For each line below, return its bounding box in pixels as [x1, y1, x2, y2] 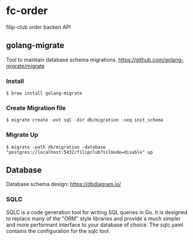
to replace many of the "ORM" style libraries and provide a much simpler [6, 215, 181, 222]
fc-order [6, 4, 48, 18]
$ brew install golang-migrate [6, 90, 82, 96]
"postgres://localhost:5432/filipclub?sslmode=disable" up [6, 149, 153, 155]
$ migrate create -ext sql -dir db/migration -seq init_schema [6, 117, 164, 123]
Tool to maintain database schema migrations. [6, 56, 118, 63]
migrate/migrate [6, 62, 45, 69]
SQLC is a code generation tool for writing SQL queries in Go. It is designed [6, 208, 188, 215]
